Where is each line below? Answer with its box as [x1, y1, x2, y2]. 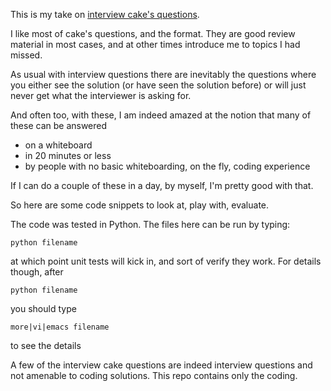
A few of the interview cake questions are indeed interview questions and [10, 359, 313, 371]
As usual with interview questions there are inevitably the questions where [10, 69, 317, 80]
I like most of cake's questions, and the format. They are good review [10, 28, 296, 39]
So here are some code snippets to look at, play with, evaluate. [10, 199, 270, 211]
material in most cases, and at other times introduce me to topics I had [10, 39, 301, 50]
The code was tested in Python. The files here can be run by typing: [10, 219, 291, 230]
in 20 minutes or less [24, 150, 112, 161]
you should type [10, 303, 77, 314]
